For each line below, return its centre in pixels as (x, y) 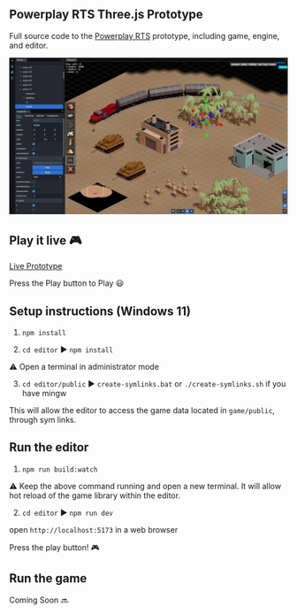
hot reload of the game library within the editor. (95, 495)
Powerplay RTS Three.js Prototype (106, 15)
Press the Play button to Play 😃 (67, 283)
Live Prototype (36, 266)
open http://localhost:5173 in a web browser (94, 529)
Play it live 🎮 (46, 240)
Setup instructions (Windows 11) (100, 311)
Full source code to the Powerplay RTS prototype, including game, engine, (145, 35)
